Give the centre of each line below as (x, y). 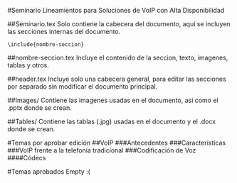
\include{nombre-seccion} (46, 45)
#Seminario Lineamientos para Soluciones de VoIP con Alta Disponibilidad (116, 10)
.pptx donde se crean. (40, 108)
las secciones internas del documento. (64, 32)
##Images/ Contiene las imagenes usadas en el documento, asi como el (113, 100)
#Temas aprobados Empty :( (49, 172)
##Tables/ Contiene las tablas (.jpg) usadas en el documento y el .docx (111, 121)
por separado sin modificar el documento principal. (83, 87)
